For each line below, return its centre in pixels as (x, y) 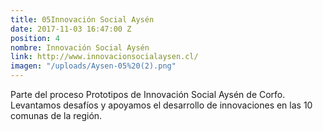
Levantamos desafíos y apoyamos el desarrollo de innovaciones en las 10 (161, 105)
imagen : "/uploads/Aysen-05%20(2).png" (93, 66)
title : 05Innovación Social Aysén (82, 19)
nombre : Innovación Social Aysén (80, 47)
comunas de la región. (56, 115)
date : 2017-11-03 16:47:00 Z (71, 29)
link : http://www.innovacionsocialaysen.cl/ (104, 57)
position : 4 (35, 38)
